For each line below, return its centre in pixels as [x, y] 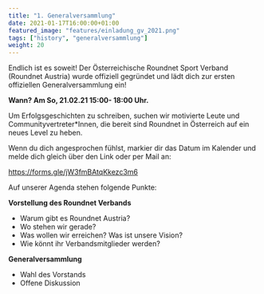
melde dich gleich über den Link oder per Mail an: [90, 157]
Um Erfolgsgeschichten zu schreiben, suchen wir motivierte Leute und [124, 116]
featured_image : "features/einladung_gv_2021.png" [94, 30]
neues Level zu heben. [45, 133]
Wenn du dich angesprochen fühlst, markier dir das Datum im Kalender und [132, 148]
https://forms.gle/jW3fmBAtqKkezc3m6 [73, 172]
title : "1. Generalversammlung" [62, 16]
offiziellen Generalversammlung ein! [67, 85]
